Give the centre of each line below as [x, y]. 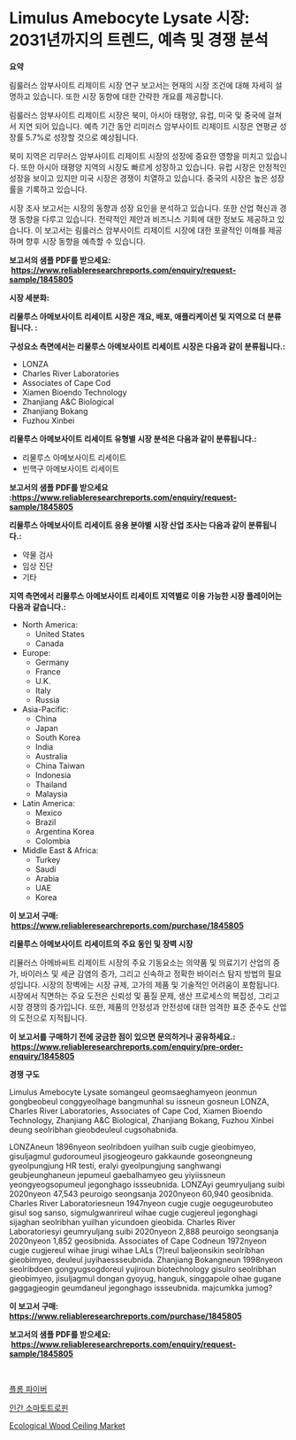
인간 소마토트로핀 [39, 1407]
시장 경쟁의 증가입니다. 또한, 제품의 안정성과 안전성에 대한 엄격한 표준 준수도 [140, 1006]
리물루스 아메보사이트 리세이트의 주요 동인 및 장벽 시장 [101, 943]
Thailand [51, 784]
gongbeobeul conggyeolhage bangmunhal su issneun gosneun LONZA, [139, 1101]
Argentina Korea [65, 831]
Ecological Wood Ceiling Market [67, 1425]
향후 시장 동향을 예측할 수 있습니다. [85, 241]
